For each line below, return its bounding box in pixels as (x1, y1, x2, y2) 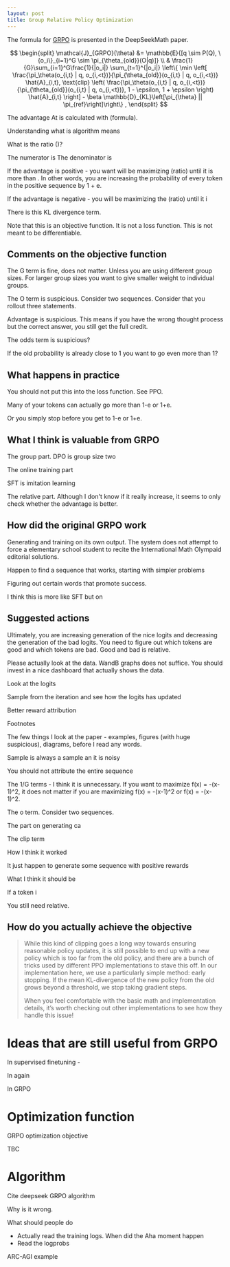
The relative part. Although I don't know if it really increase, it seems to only (7, 492, 221, 500)
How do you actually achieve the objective (7, 921, 192, 933)
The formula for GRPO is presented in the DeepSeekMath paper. (7, 35, 189, 43)
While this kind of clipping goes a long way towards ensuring (23, 939, 197, 948)
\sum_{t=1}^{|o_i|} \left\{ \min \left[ (109, 63, 207, 72)
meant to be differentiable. (7, 228, 82, 237)
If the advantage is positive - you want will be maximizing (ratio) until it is (7, 167, 214, 175)
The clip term (7, 834, 45, 843)
